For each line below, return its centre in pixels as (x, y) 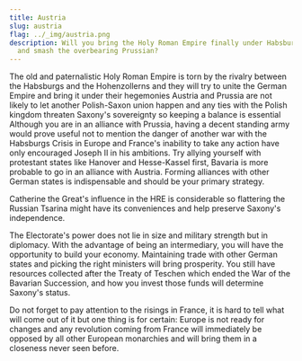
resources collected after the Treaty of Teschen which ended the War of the (150, 274)
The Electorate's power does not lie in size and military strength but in (138, 235)
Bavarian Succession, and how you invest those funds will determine (137, 283)
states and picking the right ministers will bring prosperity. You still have (142, 264)
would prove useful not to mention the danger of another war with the (138, 134)
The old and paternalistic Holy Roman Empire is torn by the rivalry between (148, 76)
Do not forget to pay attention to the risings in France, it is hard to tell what (147, 310)
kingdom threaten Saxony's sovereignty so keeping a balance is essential (145, 115)
